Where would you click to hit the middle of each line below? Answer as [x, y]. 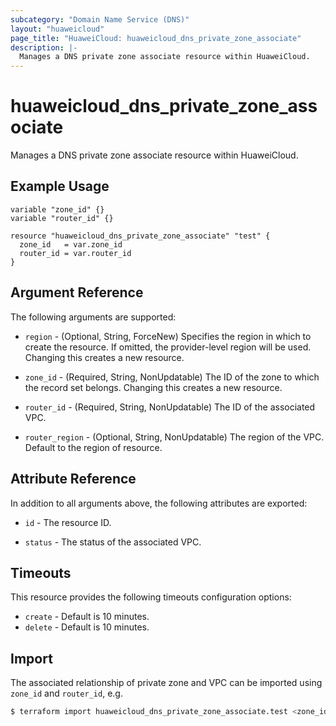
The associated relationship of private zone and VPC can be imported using [166, 683]
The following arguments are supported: [93, 317]
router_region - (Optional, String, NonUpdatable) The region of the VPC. [174, 437]
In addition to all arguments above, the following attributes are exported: [159, 503]
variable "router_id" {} [62, 218]
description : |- [44, 47]
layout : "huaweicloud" [57, 29]
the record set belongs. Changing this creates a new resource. [153, 387]
